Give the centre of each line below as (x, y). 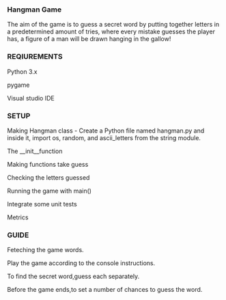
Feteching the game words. (45, 250)
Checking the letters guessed (48, 177)
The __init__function (35, 151)
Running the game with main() (50, 191)
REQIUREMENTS (35, 57)
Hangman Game (34, 10)
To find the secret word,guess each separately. (73, 276)
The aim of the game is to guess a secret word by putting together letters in (113, 25)
